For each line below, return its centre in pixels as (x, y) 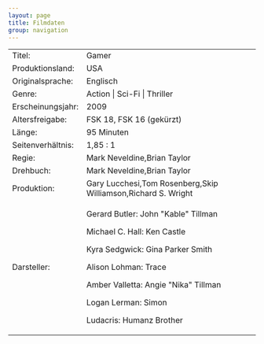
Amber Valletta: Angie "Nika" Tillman (154, 285)
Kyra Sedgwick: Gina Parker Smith (149, 250)
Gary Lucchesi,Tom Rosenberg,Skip (152, 183)
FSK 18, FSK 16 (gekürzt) (134, 120)
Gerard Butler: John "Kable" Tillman (152, 214)
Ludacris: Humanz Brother (134, 320)
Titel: (21, 56)
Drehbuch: (31, 171)
